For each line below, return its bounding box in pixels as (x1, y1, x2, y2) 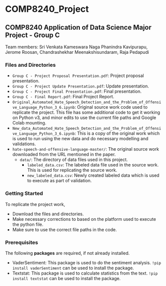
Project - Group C (5, 31, 60, 39)
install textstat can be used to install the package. (12, 275, 121, 281)
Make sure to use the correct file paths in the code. (12, 226, 117, 233)
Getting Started (5, 190, 43, 197)
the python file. (12, 221, 44, 227)
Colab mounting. (12, 120, 47, 126)
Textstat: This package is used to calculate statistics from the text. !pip (12, 270, 158, 276)
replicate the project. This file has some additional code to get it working (12, 110, 160, 116)
